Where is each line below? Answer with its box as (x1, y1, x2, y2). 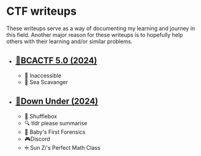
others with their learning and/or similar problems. (6, 37, 133, 45)
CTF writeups (6, 4, 77, 18)
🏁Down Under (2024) (15, 96, 99, 107)
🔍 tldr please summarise (24, 119, 88, 127)
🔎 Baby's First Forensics (24, 128, 86, 136)
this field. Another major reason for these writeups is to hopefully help (6, 31, 183, 38)
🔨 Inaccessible (24, 72, 62, 79)
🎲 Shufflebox (24, 112, 57, 120)
